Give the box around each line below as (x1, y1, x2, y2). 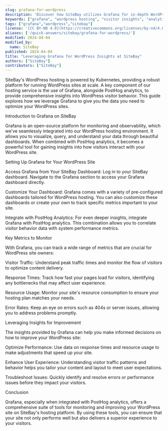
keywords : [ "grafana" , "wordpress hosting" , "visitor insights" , (5, 16, 144, 21)
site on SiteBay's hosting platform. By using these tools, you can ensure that (5, 409, 162, 415)
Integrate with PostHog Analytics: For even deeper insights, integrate (5, 214, 147, 220)
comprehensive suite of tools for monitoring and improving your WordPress (5, 404, 160, 410)
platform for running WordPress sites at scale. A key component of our (5, 82, 151, 88)
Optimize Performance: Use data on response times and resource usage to (5, 344, 159, 350)
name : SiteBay (9, 44, 39, 49)
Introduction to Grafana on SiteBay (5, 113, 76, 119)
